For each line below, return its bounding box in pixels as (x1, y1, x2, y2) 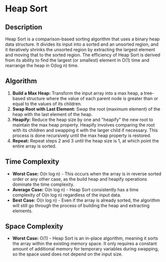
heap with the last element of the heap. (12, 111, 93, 117)
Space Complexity (5, 222, 64, 231)
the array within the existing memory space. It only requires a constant (12, 241, 158, 247)
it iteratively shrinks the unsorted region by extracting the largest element (5, 47, 156, 52)
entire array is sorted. (12, 143, 57, 149)
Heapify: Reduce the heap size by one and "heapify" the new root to (12, 117, 153, 123)
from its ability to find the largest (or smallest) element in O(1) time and (5, 57, 150, 63)
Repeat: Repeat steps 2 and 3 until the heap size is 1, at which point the (12, 137, 159, 143)
